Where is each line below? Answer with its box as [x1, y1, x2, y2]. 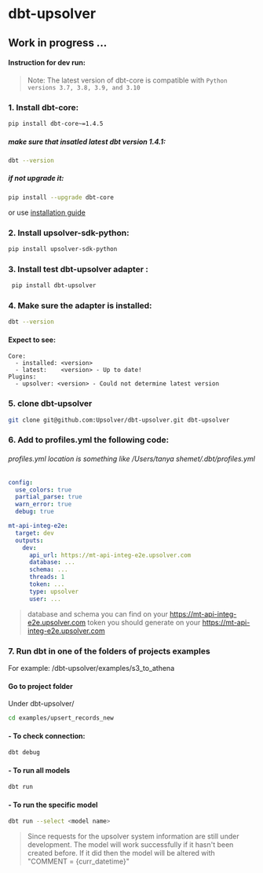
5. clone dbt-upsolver [8, 398, 93, 409]
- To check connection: [8, 731, 86, 740]
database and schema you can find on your [27, 609, 169, 618]
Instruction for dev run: [8, 58, 86, 68]
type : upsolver [28, 588, 79, 595]
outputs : [15, 536, 44, 544]
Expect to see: [8, 335, 57, 344]
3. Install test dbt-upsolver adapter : [8, 263, 149, 274]
